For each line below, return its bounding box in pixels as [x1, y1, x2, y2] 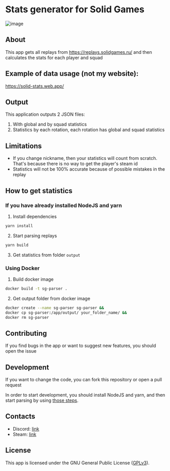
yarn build [5, 242, 29, 248]
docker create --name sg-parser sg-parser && [5, 305, 104, 311]
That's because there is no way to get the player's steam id [12, 160, 138, 167]
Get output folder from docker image [12, 295, 91, 301]
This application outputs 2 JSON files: [5, 111, 86, 117]
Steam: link [12, 431, 37, 437]
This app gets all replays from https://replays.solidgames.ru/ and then [5, 49, 152, 55]
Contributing [5, 329, 47, 338]
